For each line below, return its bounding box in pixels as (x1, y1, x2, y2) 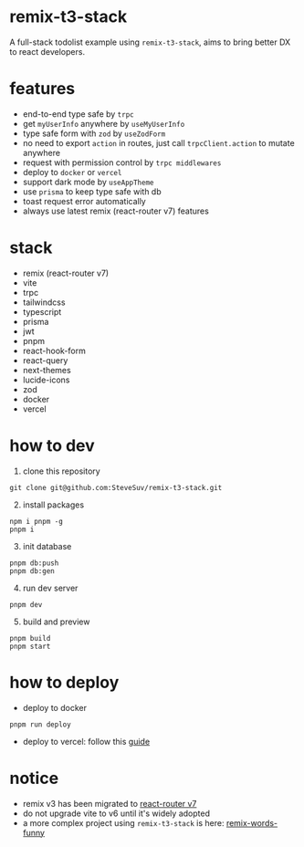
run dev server (22, 582, 79, 593)
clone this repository (22, 465, 100, 476)
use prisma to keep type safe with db (22, 185, 162, 197)
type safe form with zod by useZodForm (22, 128, 166, 139)
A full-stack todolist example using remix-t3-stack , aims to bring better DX (9, 37, 291, 47)
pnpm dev (9, 600, 43, 609)
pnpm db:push (9, 559, 59, 568)
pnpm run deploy (9, 719, 71, 729)
